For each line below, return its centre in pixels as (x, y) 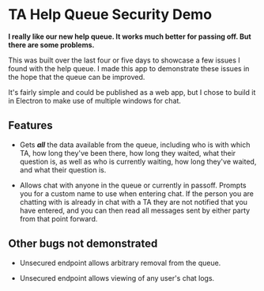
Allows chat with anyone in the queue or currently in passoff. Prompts (133, 185)
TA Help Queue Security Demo (110, 15)
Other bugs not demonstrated (83, 244)
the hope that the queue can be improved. (77, 77)
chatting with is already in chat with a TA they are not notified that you (133, 202)
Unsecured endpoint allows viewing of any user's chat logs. (117, 278)
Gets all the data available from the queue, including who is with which (135, 145)
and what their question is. (63, 170)
